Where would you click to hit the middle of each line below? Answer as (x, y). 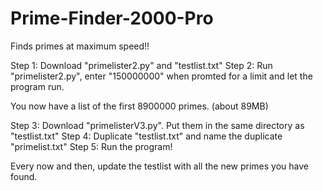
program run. (37, 86)
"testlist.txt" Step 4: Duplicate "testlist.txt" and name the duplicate (146, 136)
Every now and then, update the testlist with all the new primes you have (160, 166)
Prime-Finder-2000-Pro (112, 18)
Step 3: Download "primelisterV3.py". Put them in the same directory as (157, 125)
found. (24, 176)
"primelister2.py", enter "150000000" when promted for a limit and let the (161, 76)
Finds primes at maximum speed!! (80, 46)
